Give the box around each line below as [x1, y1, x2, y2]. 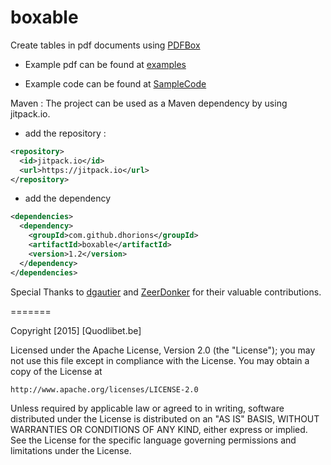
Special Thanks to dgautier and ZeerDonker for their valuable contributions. [10, 286, 322, 298]
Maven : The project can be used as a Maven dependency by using [10, 97, 288, 109]
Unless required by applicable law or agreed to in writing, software [10, 402, 285, 414]
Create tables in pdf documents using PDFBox [10, 39, 201, 51]
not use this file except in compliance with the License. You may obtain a [10, 354, 310, 366]
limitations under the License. [10, 444, 132, 456]
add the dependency [24, 192, 112, 205]
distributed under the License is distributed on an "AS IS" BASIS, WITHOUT [10, 412, 320, 425]
